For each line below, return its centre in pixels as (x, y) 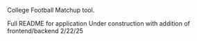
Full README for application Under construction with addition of (99, 23)
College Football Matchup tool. (51, 10)
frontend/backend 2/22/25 (45, 31)
